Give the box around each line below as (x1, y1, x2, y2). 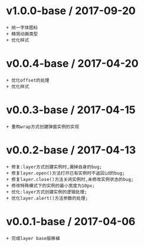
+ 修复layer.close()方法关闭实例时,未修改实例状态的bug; (6, 176, 134, 182)
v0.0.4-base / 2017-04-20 (6, 57, 139, 70)
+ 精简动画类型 (6, 31, 38, 37)
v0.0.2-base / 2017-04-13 (6, 143, 136, 157)
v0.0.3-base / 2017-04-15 (6, 103, 136, 117)
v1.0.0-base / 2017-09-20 (6, 4, 136, 18)
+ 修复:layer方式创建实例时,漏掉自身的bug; (6, 164, 102, 170)
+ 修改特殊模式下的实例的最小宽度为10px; (6, 183, 96, 189)
